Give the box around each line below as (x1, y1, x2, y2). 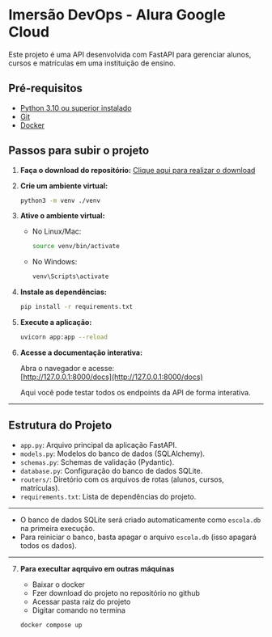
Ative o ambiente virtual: (19, 211, 105, 221)
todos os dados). (19, 540, 77, 551)
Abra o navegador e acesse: (19, 363, 115, 373)
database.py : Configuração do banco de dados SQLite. (19, 466, 203, 475)
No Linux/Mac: (32, 226, 82, 236)
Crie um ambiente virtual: (19, 180, 108, 191)
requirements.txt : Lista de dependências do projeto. (19, 491, 197, 501)
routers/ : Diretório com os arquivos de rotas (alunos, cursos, (19, 475, 224, 484)
